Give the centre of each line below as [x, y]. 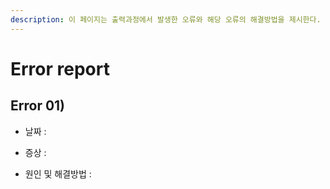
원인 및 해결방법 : [58, 173]
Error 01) [38, 106]
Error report [60, 68]
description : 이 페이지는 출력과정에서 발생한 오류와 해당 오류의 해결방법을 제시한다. [166, 19]
